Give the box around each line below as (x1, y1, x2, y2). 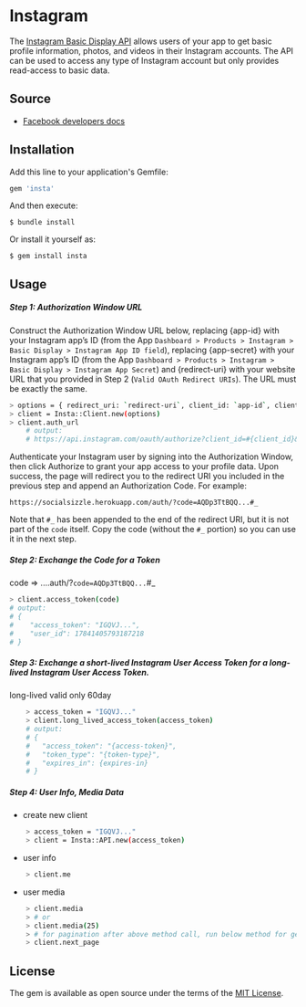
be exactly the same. (9, 383, 88, 393)
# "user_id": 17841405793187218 (9, 629, 145, 638)
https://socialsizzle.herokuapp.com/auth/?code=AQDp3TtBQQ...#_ (9, 498, 259, 508)
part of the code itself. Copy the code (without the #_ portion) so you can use (9, 524, 296, 535)
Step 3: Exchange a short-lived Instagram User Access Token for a (9, 656, 269, 667)
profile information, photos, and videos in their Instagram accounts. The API (9, 45, 294, 56)
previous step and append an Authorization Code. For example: (9, 480, 248, 491)
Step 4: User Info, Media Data (9, 786, 125, 797)
